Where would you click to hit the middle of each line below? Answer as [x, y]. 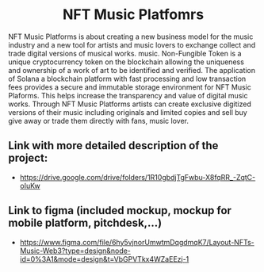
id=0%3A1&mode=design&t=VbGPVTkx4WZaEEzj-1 [104, 259]
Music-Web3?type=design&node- [75, 251]
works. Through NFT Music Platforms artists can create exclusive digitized [130, 104]
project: [28, 158]
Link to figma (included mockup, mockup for [120, 211]
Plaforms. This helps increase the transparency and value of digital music [128, 95]
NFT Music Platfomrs [133, 15]
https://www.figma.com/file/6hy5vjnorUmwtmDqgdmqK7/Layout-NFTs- [137, 242]
